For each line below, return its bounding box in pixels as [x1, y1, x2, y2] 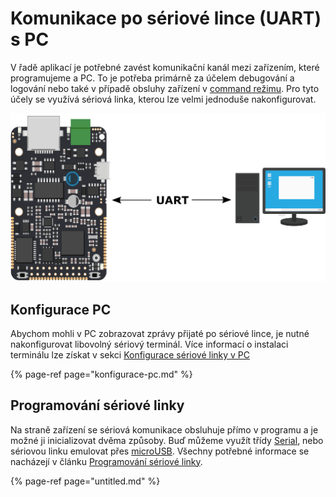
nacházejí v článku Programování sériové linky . [10, 455, 203, 467]
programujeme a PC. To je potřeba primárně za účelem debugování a [10, 72, 295, 84]
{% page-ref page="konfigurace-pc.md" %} [10, 368, 193, 380]
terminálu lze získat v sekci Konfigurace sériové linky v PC [10, 348, 251, 361]
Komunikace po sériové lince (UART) [10, 7, 322, 30]
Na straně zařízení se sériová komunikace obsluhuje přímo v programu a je [10, 423, 319, 436]
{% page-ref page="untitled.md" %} [10, 475, 161, 487]
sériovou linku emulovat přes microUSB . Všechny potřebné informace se [10, 445, 310, 457]
